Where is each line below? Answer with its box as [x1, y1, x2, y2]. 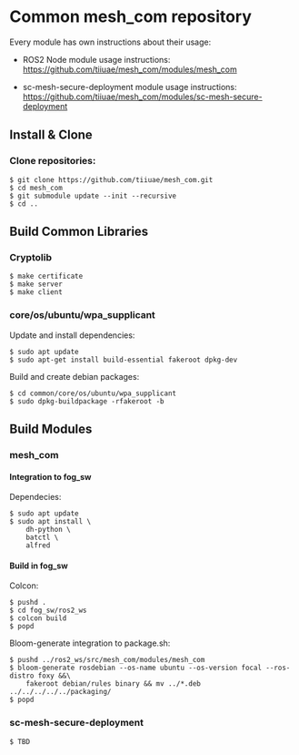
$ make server [9, 280, 64, 289]
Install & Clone [9, 128, 93, 143]
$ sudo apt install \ [9, 517, 92, 526]
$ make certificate [9, 271, 84, 281]
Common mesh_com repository [9, 6, 253, 27]
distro [9, 671, 35, 680]
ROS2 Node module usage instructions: [22, 54, 171, 65]
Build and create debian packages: [9, 371, 140, 382]
